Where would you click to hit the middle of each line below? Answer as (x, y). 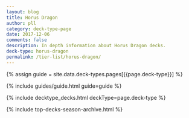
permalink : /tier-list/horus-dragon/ (54, 57)
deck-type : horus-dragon (37, 51)
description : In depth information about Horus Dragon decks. (86, 46)
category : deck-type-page (39, 29)
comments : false (27, 40)
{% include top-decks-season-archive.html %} (65, 109)
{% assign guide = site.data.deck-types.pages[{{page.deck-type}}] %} (94, 74)
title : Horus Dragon (32, 18)
